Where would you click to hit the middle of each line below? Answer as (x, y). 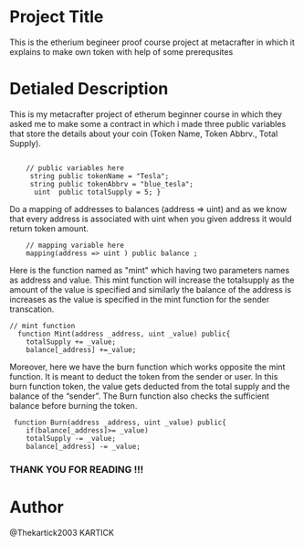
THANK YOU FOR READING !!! (77, 469)
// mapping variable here (75, 245)
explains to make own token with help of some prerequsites (121, 51)
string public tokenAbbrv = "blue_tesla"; (112, 184)
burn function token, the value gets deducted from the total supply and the (150, 386)
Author (37, 507)
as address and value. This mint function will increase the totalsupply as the (152, 280)
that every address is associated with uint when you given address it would (151, 219)
